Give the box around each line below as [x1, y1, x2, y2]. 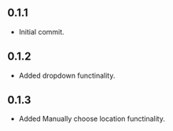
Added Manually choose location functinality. [18, 114, 166, 124]
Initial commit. [18, 27, 64, 36]
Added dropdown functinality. [18, 71, 116, 80]
